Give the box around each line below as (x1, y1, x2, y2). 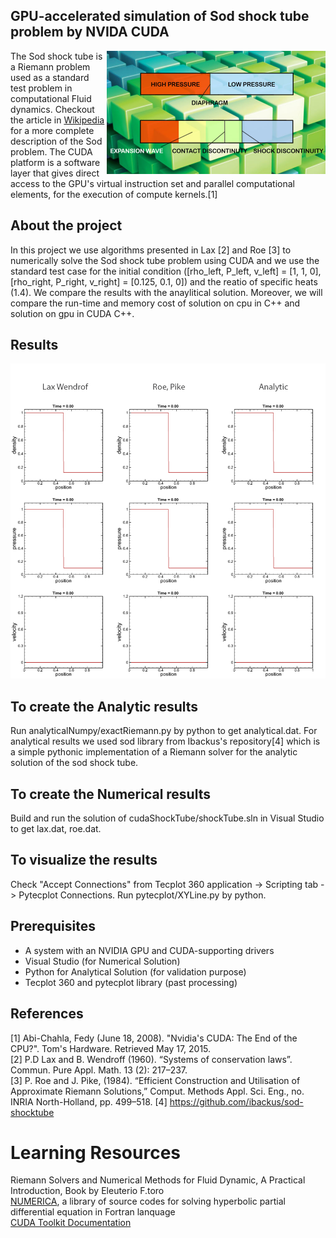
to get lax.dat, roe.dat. (10, 823, 102, 835)
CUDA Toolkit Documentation (10, 1217, 132, 1229)
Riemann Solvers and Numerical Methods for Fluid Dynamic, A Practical (10, 1174, 306, 1186)
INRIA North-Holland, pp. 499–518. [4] (10, 1095, 168, 1108)
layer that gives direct (10, 167, 100, 179)
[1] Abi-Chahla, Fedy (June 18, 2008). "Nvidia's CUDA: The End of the (10, 1032, 298, 1044)
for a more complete (10, 124, 95, 136)
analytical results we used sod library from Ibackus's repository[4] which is (10, 735, 321, 748)
